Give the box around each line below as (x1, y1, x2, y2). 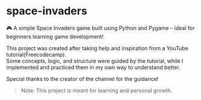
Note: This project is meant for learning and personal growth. (20, 87, 173, 94)
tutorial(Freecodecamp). (6, 51, 67, 58)
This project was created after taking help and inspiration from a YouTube (6, 44, 188, 51)
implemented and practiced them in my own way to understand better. (6, 63, 181, 71)
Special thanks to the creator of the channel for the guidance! (6, 75, 159, 82)
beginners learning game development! (6, 33, 104, 40)
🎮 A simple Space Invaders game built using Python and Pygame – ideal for (6, 24, 195, 31)
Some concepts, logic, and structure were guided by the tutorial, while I (6, 57, 184, 64)
